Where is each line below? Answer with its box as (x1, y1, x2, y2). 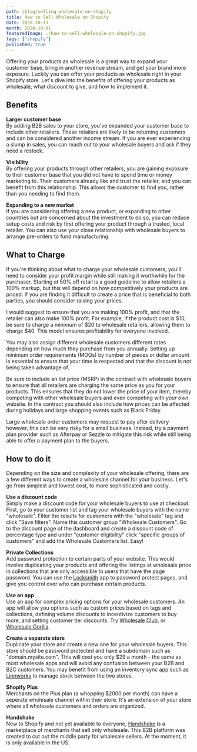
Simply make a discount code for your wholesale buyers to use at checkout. (6, 500, 190, 507)
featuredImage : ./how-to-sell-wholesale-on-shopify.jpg (6, 31, 146, 37)
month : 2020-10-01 (6, 25, 51, 31)
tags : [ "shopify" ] (6, 36, 51, 42)
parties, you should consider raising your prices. (6, 297, 123, 304)
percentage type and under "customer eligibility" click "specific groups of (6, 531, 185, 538)
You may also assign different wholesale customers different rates (6, 338, 166, 346)
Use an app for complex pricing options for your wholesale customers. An (6, 598, 185, 605)
